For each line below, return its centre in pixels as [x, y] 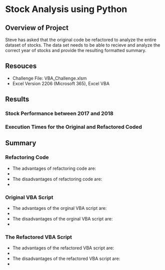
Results [17, 99]
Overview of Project [37, 28]
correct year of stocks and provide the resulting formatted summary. [76, 50]
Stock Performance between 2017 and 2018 [59, 114]
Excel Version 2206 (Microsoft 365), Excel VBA [61, 83]
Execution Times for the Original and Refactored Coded [74, 127]
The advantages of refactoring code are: [54, 168]
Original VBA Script [29, 197]
